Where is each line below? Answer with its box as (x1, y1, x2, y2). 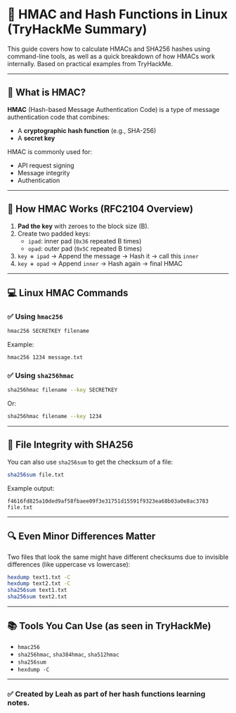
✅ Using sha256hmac (7, 370, 74, 380)
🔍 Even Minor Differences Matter (7, 531, 156, 543)
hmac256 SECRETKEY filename (7, 327, 90, 335)
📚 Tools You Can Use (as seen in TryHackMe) (7, 620, 211, 632)
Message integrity (17, 168, 70, 177)
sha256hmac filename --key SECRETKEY (7, 386, 118, 393)
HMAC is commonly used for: (7, 147, 93, 156)
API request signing (17, 161, 75, 170)
